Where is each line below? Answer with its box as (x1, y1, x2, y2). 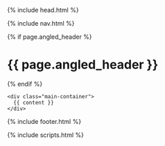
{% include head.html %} (7, 6, 79, 14)
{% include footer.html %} (7, 117, 82, 125)
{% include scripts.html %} (7, 131, 85, 139)
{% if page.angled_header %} (7, 33, 92, 41)
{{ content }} (13, 99, 54, 106)
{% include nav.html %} (7, 19, 75, 27)
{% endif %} (7, 80, 43, 88)
